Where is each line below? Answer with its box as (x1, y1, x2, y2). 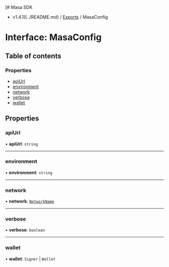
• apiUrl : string (5, 141, 38, 147)
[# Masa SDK (5, 5, 33, 10)
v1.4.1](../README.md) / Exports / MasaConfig (12, 14, 108, 20)
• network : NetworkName (5, 198, 54, 205)
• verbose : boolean (5, 227, 45, 233)
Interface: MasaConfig (5, 32, 102, 43)
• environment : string (5, 169, 53, 175)
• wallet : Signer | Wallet (5, 255, 56, 261)
